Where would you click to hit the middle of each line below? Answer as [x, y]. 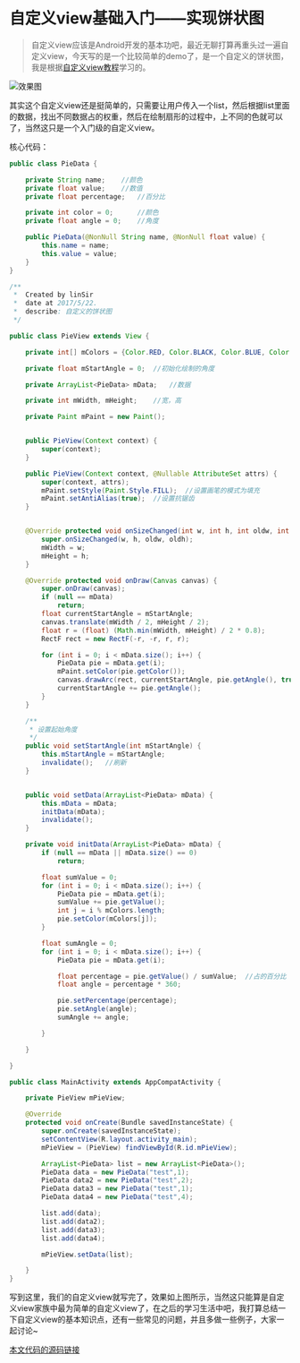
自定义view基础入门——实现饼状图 [137, 18]
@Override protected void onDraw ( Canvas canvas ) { [121, 580]
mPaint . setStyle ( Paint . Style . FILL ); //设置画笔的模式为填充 [151, 490]
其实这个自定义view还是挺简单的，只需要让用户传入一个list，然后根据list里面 [150, 105]
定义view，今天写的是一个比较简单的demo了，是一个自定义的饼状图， [159, 56]
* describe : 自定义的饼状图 [62, 312]
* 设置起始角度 [53, 729]
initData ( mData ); [73, 811]
